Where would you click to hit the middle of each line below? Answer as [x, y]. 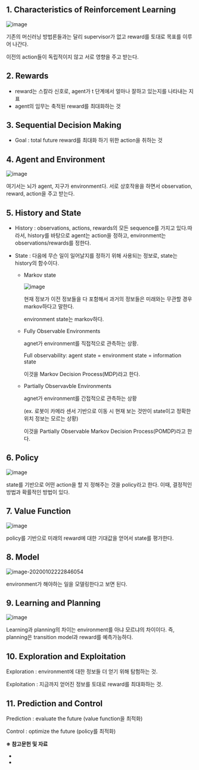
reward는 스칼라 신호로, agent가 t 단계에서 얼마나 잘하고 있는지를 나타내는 [101, 91]
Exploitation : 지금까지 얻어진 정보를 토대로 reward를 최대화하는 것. [84, 685]
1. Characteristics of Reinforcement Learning [91, 10]
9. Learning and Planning [54, 603]
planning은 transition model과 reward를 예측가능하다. [70, 637]
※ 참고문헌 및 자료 [27, 744]
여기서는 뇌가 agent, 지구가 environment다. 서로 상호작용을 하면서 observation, [99, 186]
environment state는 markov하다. [64, 319]
